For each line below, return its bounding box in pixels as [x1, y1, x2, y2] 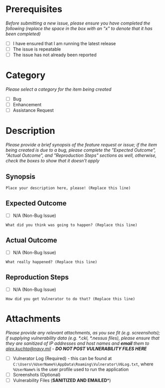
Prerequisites [5, 4, 63, 15]
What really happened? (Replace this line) [5, 259, 98, 264]
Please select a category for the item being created [5, 86, 112, 92]
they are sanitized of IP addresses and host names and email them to [5, 340, 150, 346]
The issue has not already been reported [12, 52, 97, 58]
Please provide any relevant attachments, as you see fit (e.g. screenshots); [5, 329, 160, 335]
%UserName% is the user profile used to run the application [12, 366, 129, 372]
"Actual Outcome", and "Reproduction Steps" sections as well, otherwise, [5, 152, 157, 158]
